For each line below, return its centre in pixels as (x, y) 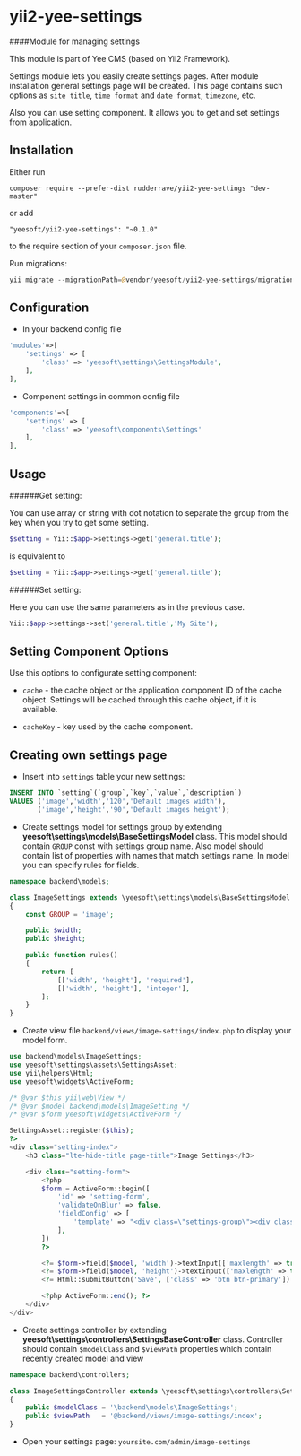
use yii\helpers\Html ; (52, 1073)
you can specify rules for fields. (81, 865)
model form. (45, 1040)
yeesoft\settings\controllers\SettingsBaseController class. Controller (153, 1339)
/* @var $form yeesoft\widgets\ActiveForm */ (95, 1114)
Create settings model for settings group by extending (122, 826)
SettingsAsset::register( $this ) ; (72, 1131)
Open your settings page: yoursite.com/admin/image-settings (136, 1441)
